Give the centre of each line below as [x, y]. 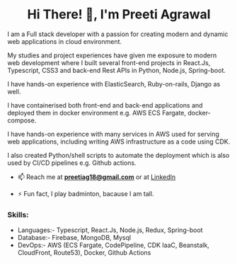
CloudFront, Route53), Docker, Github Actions [84, 253]
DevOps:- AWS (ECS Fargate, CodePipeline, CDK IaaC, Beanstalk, [114, 245]
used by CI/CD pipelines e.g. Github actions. [72, 163]
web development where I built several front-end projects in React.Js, [109, 62]
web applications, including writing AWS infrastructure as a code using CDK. [119, 142]
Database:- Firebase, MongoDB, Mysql [74, 238]
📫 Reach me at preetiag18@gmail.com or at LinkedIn [97, 177]
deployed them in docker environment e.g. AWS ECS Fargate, [97, 113]
